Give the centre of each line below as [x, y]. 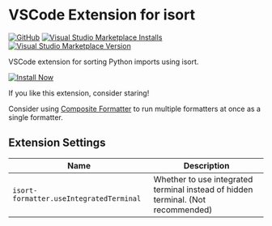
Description [206, 165]
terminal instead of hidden [203, 190]
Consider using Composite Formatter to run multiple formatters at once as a [135, 109]
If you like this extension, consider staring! [79, 93]
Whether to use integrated [203, 179]
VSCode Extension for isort [102, 15]
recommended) [183, 210]
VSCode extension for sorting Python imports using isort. [104, 62]
